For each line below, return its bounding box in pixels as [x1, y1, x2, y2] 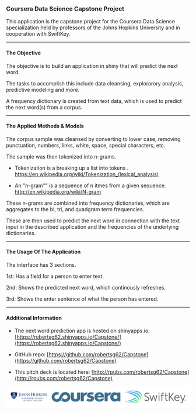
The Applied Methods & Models [6, 122, 84, 130]
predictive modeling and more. [6, 86, 80, 93]
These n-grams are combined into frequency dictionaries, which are [6, 199, 170, 206]
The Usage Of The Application [6, 248, 81, 256]
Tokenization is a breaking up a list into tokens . [14, 164, 129, 171]
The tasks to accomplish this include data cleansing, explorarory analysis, [6, 80, 184, 87]
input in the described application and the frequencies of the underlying [6, 223, 179, 230]
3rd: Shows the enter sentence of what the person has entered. [6, 295, 159, 302]
